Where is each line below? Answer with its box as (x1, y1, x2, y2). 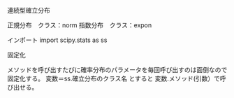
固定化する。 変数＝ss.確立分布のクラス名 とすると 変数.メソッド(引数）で (7, 74, 221, 83)
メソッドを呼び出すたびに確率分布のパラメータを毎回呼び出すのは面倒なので (7, 66, 228, 73)
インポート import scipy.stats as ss (7, 36, 108, 44)
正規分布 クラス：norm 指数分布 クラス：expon (7, 21, 152, 29)
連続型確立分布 (7, 6, 50, 14)
